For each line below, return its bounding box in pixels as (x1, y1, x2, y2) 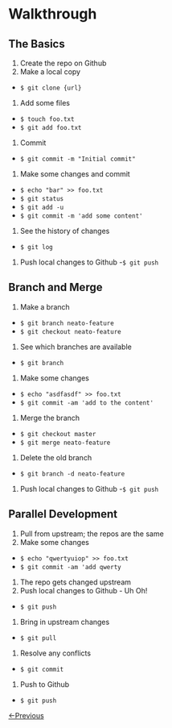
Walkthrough (8, 5, 97, 23)
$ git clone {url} (19, 84, 82, 92)
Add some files (19, 98, 71, 107)
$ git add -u (19, 203, 64, 211)
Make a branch (19, 302, 70, 311)
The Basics (8, 37, 66, 51)
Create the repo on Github (19, 58, 107, 68)
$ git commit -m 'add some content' (19, 212, 143, 220)
